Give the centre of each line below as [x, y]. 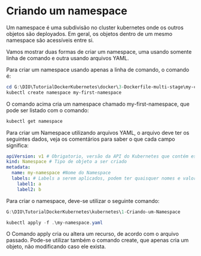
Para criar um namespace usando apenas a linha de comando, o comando [98, 69]
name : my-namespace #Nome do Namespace [61, 173]
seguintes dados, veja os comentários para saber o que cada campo [91, 139]
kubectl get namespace [34, 121]
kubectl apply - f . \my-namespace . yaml [54, 223]
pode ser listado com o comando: [48, 110]
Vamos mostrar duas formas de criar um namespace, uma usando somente [99, 51]
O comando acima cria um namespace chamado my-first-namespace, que [98, 104]
